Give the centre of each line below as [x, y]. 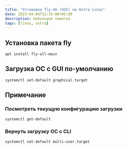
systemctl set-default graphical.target [47, 80]
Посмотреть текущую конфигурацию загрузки [64, 109]
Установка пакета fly [38, 43]
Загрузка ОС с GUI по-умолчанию [59, 69]
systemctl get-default [28, 119]
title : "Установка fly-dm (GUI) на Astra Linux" [55, 9]
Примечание [25, 95]
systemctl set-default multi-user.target [48, 142]
